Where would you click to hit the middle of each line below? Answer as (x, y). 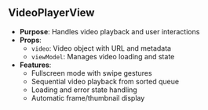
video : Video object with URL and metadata (101, 48)
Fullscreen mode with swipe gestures (91, 73)
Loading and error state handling (84, 90)
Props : (30, 40)
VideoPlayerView (51, 13)
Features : (35, 65)
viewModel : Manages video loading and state (103, 56)
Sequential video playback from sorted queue (105, 81)
